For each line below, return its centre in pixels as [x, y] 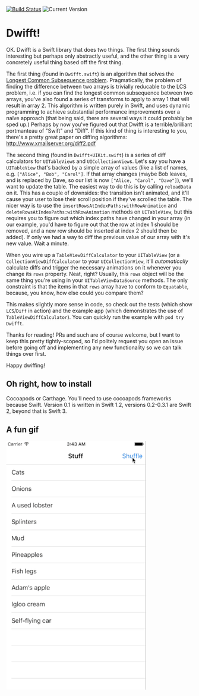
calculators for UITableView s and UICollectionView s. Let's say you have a [96, 161]
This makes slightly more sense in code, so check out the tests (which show [99, 304]
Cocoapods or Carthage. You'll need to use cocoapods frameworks [89, 398]
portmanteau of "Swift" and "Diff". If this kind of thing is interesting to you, [97, 130]
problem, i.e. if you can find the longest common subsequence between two [99, 93]
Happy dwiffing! [26, 365]
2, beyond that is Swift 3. [37, 411]
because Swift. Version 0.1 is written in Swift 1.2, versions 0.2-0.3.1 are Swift [99, 405]
